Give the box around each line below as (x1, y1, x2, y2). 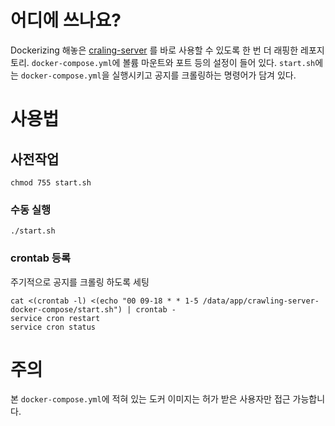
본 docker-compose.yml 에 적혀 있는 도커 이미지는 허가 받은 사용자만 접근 (10, 393, 291, 405)
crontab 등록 (10, 251, 71, 265)
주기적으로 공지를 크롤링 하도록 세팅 (10, 276, 150, 288)
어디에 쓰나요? (10, 9, 122, 32)
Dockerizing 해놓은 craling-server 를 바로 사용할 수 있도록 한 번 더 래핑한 (10, 44, 299, 56)
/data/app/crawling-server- (202, 296, 320, 306)
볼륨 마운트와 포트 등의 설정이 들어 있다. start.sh (122, 56, 316, 68)
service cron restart (10, 313, 101, 323)
